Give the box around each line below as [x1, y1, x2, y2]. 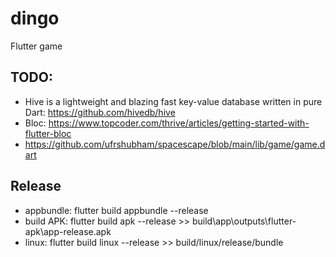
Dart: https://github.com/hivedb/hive [24, 106, 176, 118]
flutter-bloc [24, 127, 72, 139]
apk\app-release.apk [24, 225, 112, 237]
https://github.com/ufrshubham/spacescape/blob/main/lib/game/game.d [24, 138, 326, 150]
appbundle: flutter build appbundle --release [24, 204, 209, 216]
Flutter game [10, 40, 63, 52]
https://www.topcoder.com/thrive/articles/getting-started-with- [48, 117, 310, 129]
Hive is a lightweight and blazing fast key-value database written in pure [24, 95, 323, 107]
